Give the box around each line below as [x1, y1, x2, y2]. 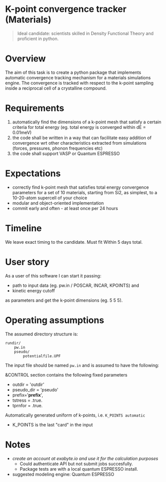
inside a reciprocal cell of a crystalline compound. [5, 85, 107, 91]
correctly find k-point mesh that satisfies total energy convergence [12, 184, 149, 190]
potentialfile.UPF [23, 353, 61, 359]
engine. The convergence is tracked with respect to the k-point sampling [5, 80, 154, 86]
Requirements [5, 103, 64, 114]
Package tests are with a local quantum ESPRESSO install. [19, 466, 138, 472]
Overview [5, 53, 46, 64]
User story [5, 256, 50, 268]
